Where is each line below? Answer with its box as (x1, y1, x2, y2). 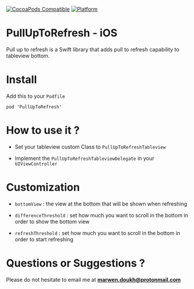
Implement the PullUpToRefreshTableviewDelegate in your (14, 155, 155, 162)
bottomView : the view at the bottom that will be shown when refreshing (14, 200, 187, 207)
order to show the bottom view (14, 218, 90, 225)
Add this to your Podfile (6, 92, 65, 99)
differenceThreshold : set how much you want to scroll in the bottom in (14, 211, 188, 219)
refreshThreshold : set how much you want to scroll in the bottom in (14, 229, 180, 236)
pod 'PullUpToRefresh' (6, 104, 62, 110)
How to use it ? (6, 124, 80, 137)
